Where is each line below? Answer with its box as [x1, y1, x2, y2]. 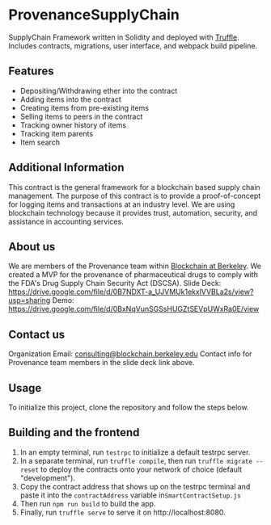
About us [8, 240, 56, 254]
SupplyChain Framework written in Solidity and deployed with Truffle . [8, 32, 240, 42]
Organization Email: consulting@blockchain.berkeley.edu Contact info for [8, 349, 252, 359]
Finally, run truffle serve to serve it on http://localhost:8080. [19, 507, 227, 517]
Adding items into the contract [19, 94, 121, 104]
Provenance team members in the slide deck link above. [8, 358, 195, 367]
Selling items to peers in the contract [19, 111, 143, 121]
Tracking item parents [19, 128, 94, 138]
